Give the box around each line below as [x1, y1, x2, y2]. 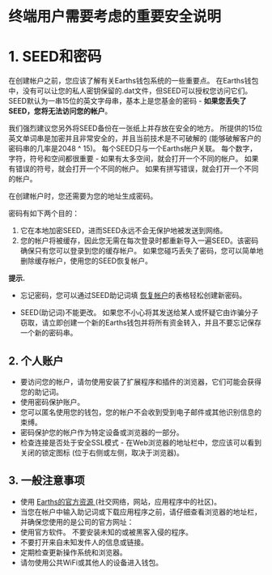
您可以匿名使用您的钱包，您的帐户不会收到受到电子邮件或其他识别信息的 [19, 407, 261, 417]
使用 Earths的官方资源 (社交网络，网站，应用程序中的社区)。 [19, 496, 221, 506]
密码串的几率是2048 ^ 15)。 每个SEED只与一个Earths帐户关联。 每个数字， [8, 143, 257, 154]
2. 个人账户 [8, 354, 64, 368]
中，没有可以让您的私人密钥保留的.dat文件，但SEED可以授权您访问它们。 [8, 86, 253, 96]
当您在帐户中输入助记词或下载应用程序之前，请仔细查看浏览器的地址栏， [19, 507, 261, 517]
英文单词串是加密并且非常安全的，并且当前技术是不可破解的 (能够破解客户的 [8, 134, 261, 143]
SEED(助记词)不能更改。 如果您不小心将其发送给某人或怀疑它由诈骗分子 [19, 308, 259, 317]
